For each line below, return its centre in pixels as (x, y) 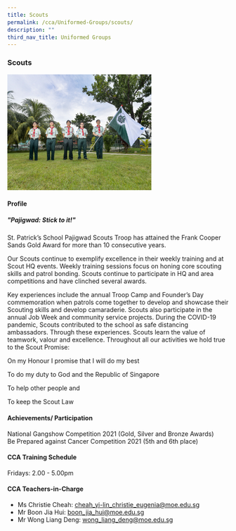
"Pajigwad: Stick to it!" (41, 220)
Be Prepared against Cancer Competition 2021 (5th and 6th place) (103, 441)
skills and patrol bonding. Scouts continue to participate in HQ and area (111, 274)
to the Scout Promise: (39, 347)
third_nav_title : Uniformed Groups (59, 37)
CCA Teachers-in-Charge (46, 489)
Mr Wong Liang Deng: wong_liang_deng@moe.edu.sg (95, 520)
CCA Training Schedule (42, 457)
